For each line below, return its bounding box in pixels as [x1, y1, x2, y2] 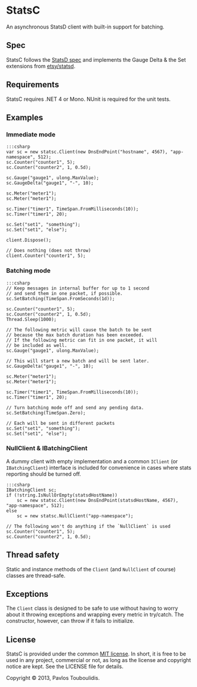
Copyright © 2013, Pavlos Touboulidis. [6, 675, 100, 682]
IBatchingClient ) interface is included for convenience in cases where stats [6, 464, 192, 471]
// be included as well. [6, 342, 67, 348]
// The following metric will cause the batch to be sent [6, 327, 152, 333]
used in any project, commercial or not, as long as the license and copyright [6, 657, 191, 664]
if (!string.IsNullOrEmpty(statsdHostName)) [6, 492, 118, 498]
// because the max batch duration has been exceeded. [6, 332, 144, 338]
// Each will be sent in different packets [6, 420, 115, 426]
